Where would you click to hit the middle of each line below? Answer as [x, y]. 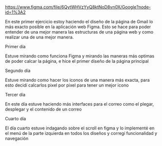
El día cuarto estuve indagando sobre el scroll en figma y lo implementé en [80, 128]
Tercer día [15, 95]
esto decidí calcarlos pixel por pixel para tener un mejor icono [67, 85]
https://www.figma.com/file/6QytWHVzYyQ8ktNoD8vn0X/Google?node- [78, 7]
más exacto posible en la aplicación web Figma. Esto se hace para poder [78, 27]
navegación [17, 138]
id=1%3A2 [15, 12]
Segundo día [18, 71]
